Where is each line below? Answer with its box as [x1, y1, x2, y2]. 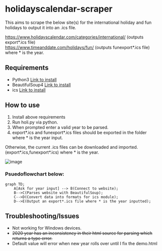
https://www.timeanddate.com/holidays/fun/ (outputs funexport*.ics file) [5, 44, 150, 50]
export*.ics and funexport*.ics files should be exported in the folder [12, 129, 147, 135]
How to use [5, 101, 40, 109]
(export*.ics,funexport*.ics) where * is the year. [5, 149, 99, 155]
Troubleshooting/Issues [5, 212, 79, 220]
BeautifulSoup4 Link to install [12, 82, 71, 88]
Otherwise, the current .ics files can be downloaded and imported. [5, 144, 138, 150]
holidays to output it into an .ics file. [5, 24, 76, 30]
